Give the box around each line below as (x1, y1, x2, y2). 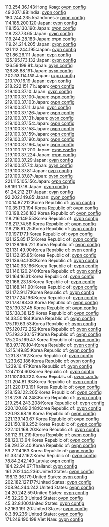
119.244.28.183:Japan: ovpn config (5, 36, 76, 42)
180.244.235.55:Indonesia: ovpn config (5, 15, 85, 20)
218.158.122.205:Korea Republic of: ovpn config (5, 389, 102, 395)
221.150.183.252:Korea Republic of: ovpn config (5, 421, 102, 427)
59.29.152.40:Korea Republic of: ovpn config (5, 442, 96, 448)
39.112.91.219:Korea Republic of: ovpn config (5, 432, 96, 438)
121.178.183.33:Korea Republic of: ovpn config (5, 300, 98, 305)
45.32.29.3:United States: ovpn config (5, 495, 83, 501)
